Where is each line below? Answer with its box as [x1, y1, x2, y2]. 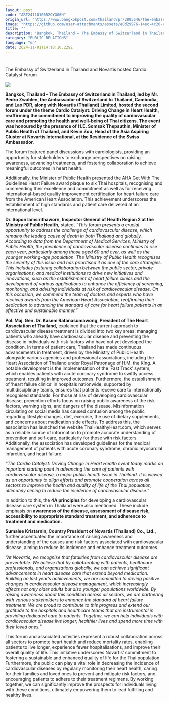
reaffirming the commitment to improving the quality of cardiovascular [5, 112, 156, 118]
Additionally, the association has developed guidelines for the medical [5, 440, 150, 446]
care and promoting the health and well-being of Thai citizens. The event [5, 118, 161, 124]
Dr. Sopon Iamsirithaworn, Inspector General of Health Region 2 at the [5, 216, 154, 222]
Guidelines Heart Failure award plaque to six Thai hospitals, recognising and [5, 180, 163, 186]
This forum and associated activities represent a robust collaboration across [5, 633, 163, 639]
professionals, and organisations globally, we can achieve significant [5, 565, 149, 571]
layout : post [5, 7, 33, 13]
